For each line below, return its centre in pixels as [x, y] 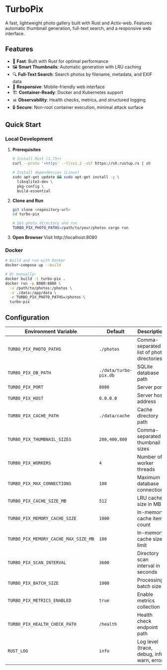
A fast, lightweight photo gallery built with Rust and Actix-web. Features [79, 23]
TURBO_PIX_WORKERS [29, 463]
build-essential [34, 191]
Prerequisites [27, 150]
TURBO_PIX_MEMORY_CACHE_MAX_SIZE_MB [51, 539]
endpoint [147, 627]
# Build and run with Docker [35, 261]
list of [143, 352]
